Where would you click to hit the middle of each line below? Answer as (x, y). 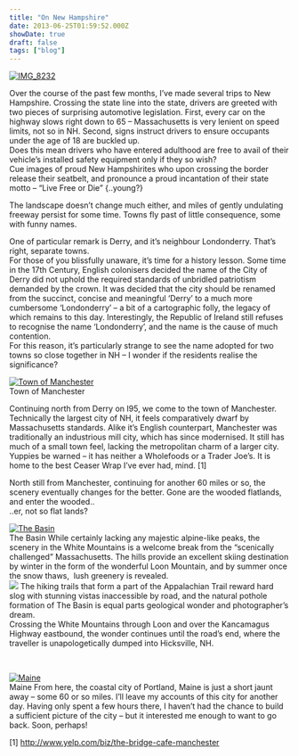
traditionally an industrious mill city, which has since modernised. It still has (147, 437)
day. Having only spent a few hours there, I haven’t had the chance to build (146, 706)
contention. (30, 336)
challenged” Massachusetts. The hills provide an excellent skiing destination (149, 557)
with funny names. (43, 225)
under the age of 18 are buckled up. (75, 141)
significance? (34, 365)
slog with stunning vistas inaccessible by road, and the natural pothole (138, 596)
